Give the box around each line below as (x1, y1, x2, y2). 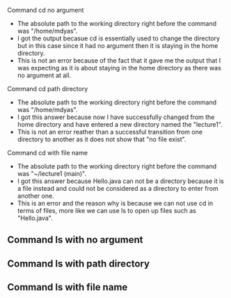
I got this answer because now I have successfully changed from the (17, 113, 215, 121)
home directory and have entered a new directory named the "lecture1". (17, 120, 223, 128)
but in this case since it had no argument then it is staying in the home (17, 42, 218, 49)
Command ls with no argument (7, 234, 143, 246)
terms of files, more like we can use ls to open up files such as (17, 207, 197, 214)
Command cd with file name (7, 149, 88, 157)
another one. (17, 191, 54, 200)
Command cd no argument (7, 6, 84, 14)
